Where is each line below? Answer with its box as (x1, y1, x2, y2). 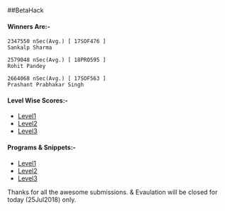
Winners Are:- (7, 22, 51, 30)
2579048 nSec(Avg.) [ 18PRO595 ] (7, 57, 106, 64)
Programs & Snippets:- (7, 143, 76, 152)
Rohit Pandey (7, 63, 46, 70)
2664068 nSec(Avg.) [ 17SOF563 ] (7, 75, 106, 82)
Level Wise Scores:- (7, 96, 69, 105)
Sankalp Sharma (7, 44, 53, 52)
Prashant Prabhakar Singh (7, 81, 84, 89)
